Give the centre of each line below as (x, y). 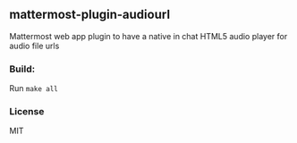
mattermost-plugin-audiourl (90, 15)
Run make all (34, 88)
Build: (22, 69)
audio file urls (34, 46)
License (27, 112)
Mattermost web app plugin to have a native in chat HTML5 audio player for (148, 36)
